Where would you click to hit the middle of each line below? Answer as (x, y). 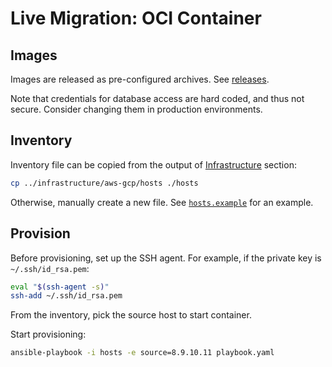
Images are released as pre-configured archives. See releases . (140, 79)
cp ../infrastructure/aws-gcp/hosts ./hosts (104, 183)
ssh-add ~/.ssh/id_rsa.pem (66, 296)
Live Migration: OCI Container (136, 18)
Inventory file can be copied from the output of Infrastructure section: (153, 164)
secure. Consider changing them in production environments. (136, 109)
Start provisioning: (48, 334)
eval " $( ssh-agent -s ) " (60, 287)
